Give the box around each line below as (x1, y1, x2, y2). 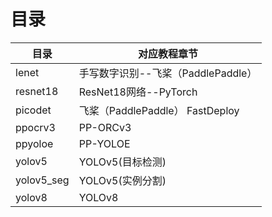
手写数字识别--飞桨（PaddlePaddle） (78, 66, 258, 80)
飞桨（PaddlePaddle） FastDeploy (78, 103, 240, 117)
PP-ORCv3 (78, 120, 132, 134)
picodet (15, 103, 52, 117)
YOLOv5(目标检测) (78, 155, 167, 169)
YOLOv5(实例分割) (78, 173, 167, 187)
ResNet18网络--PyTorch (78, 85, 198, 99)
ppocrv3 (15, 120, 56, 134)
